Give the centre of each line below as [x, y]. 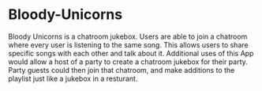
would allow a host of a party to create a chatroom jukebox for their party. [128, 62]
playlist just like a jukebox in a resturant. [73, 78]
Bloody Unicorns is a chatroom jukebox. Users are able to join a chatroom [128, 36]
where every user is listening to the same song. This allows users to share [128, 44]
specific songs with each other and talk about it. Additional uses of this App [131, 53]
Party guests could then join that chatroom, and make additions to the [122, 70]
